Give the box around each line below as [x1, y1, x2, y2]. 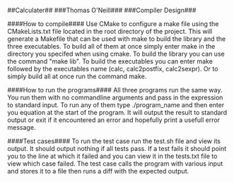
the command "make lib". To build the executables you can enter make [7, 57, 213, 66]
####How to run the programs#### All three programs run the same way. [7, 86, 223, 94]
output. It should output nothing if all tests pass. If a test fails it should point [7, 145, 227, 152]
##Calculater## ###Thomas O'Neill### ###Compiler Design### [7, 6, 197, 14]
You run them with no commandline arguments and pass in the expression [7, 93, 223, 102]
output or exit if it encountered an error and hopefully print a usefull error [7, 116, 221, 124]
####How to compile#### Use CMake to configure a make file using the [7, 20, 219, 28]
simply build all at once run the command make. [7, 72, 147, 80]
